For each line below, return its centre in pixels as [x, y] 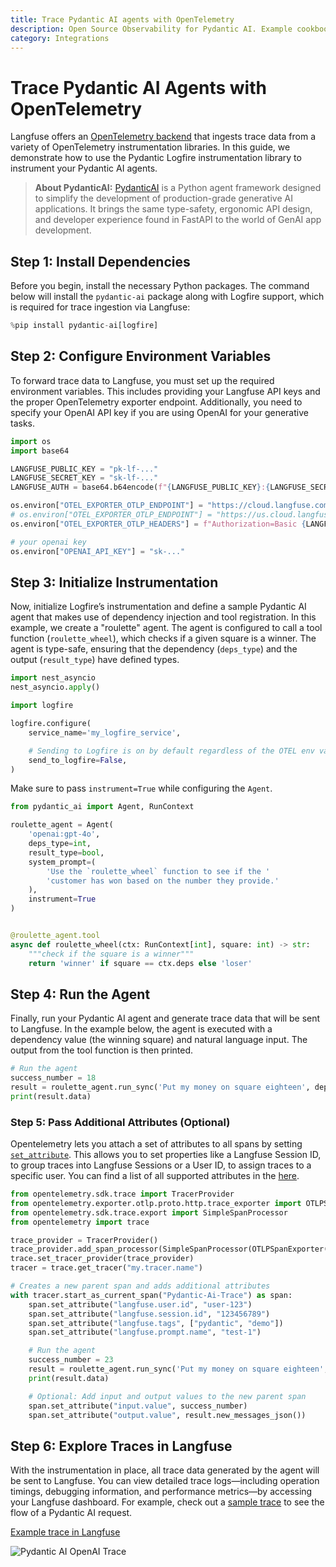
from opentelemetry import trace [80, 1222]
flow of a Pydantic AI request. [71, 1513]
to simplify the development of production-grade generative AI [163, 198]
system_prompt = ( [62, 862]
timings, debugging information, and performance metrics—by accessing [161, 1492]
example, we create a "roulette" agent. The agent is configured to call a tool [166, 628]
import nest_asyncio [53, 678]
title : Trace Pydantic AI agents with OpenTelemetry [122, 19]
